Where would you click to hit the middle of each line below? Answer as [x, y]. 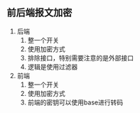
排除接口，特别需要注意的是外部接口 [81, 58]
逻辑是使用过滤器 [53, 67]
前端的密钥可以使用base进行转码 [75, 102]
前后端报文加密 [39, 13]
